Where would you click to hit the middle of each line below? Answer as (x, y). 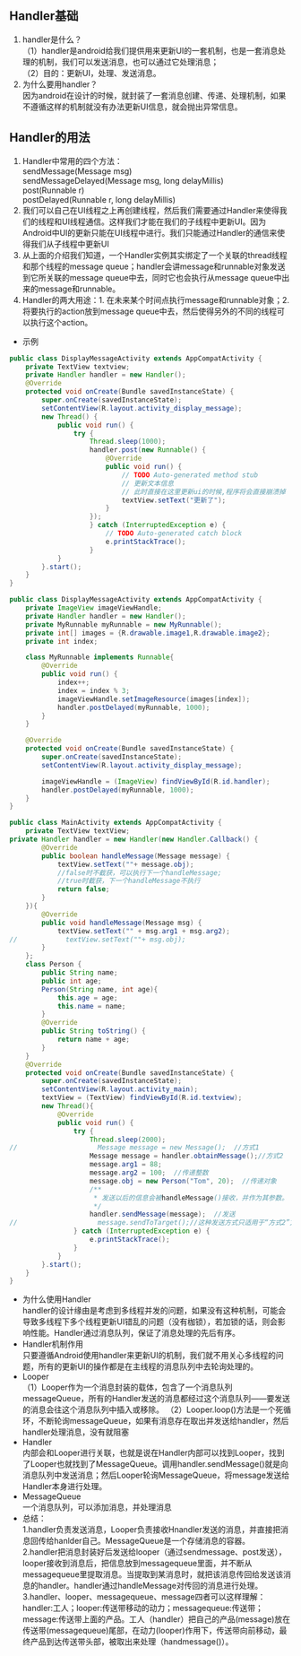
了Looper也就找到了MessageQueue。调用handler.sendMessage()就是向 (155, 1464)
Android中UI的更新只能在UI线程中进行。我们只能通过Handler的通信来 (150, 232)
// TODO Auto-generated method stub (189, 475)
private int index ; (62, 641)
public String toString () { (94, 1031)
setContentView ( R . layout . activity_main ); (120, 1089)
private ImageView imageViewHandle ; (94, 608)
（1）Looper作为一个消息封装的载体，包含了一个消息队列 (127, 1387)
